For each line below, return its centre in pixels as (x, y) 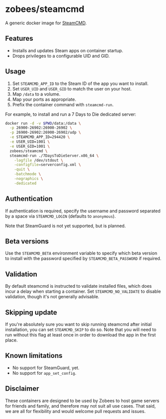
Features (19, 39)
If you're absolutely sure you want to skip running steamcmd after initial (79, 325)
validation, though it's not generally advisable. (52, 297)
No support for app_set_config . (44, 373)
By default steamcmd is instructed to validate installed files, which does (79, 286)
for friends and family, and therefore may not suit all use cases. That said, (81, 406)
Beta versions (27, 241)
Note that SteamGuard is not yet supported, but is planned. (65, 226)
